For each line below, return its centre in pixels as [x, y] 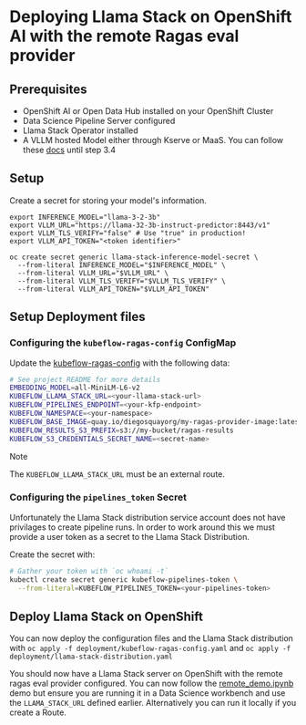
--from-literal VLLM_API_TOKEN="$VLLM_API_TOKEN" [113, 289]
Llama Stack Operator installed [80, 130]
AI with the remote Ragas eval [124, 36]
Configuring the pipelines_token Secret [98, 497]
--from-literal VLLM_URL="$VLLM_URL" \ [93, 273]
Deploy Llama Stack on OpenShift [106, 616]
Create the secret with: [52, 554]
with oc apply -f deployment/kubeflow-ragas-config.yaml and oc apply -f [150, 648]
